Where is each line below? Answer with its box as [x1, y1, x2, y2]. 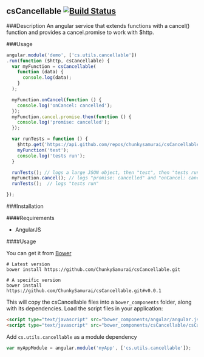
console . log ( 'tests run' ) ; [17, 153, 86, 159]
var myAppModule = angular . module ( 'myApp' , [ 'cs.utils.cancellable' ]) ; [6, 345, 191, 351]
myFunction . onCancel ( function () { [12, 96, 102, 103]
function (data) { [17, 69, 64, 75]
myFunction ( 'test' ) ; [17, 147, 69, 153]
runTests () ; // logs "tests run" [12, 181, 99, 187]
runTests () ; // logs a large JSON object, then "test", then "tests [12, 169, 189, 176]
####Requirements [6, 215, 55, 222]
